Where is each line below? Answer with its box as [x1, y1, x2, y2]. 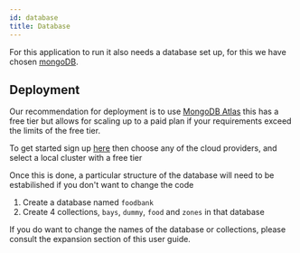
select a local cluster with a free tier [9, 153, 143, 164]
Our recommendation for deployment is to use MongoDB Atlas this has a [9, 106, 279, 117]
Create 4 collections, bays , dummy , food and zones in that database [22, 207, 265, 218]
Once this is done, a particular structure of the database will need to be [9, 170, 275, 181]
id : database [9, 13, 59, 23]
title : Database [9, 22, 70, 31]
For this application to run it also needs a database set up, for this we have [9, 46, 286, 57]
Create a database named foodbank [22, 197, 154, 208]
